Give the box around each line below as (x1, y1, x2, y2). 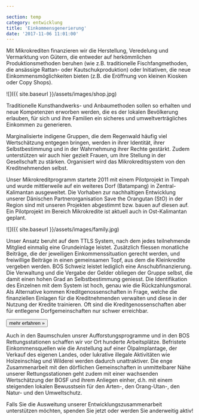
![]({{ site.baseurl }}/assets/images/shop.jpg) (6, 90, 117, 98)
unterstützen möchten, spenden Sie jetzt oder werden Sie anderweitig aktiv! (6, 407, 194, 415)
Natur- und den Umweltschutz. (6, 389, 82, 397)
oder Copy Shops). (6, 79, 53, 86)
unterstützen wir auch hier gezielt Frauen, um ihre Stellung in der (6, 152, 166, 159)
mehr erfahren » (9, 320, 45, 327)
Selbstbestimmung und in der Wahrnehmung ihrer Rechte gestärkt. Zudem (6, 145, 190, 153)
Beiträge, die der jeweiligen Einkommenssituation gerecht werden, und (6, 250, 180, 257)
